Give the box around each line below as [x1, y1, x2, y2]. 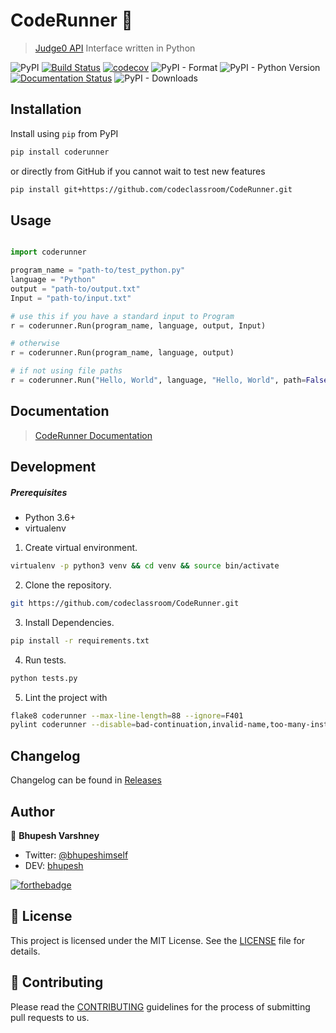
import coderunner [10, 247, 87, 258]
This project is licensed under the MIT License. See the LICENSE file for [10, 934, 306, 946]
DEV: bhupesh [24, 859, 84, 871]
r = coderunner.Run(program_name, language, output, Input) [10, 320, 267, 331]
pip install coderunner [10, 147, 110, 157]
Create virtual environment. [24, 542, 138, 554]
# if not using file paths [10, 366, 123, 376]
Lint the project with [24, 691, 108, 703]
